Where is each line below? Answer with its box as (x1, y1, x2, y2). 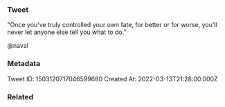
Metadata (7, 59, 40, 69)
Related (7, 92, 34, 101)
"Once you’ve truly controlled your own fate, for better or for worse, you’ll (7, 21, 217, 29)
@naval (7, 42, 29, 50)
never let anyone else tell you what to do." (7, 28, 127, 36)
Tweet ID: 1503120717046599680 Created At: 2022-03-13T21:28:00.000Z (7, 74, 218, 83)
